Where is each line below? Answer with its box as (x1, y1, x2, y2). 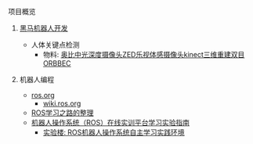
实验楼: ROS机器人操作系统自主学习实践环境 (42, 128, 186, 137)
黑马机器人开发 (19, 23, 68, 33)
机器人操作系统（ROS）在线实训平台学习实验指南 (31, 118, 190, 127)
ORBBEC (42, 59, 72, 68)
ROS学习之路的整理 (31, 108, 94, 117)
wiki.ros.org (42, 99, 81, 108)
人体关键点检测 (31, 40, 80, 49)
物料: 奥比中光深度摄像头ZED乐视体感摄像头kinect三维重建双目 (42, 50, 245, 59)
